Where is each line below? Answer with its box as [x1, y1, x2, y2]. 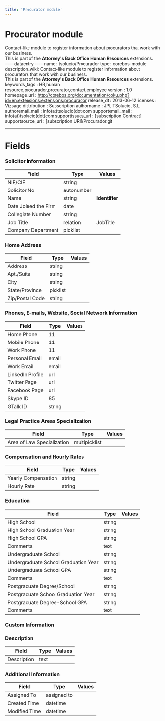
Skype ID [7, 395, 28, 402]
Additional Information [5, 671, 60, 678]
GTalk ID [7, 403, 27, 410]
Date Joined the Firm [7, 203, 56, 210]
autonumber [63, 187, 92, 194]
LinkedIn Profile [7, 371, 44, 378]
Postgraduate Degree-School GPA [7, 599, 87, 606]
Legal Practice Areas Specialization [5, 417, 92, 424]
